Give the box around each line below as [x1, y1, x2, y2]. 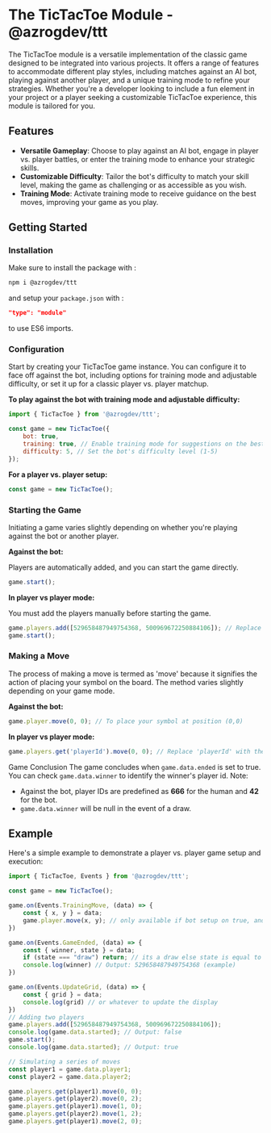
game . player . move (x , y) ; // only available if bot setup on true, [23, 916, 251, 925]
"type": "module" [8, 309, 67, 317]
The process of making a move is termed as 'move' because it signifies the [8, 668, 258, 679]
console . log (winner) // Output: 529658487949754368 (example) [23, 961, 236, 969]
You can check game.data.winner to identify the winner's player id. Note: [8, 771, 248, 780]
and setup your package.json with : [8, 293, 124, 303]
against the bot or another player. [8, 531, 119, 541]
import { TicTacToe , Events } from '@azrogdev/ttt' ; [8, 872, 190, 880]
